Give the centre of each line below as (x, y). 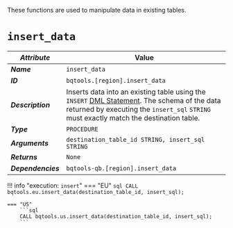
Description (31, 105)
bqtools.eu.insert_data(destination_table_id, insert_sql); (96, 192)
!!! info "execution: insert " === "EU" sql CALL (73, 185)
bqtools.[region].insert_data (116, 80)
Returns (24, 157)
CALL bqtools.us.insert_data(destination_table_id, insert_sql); (116, 216)
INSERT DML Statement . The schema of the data (144, 100)
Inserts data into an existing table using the (136, 92)
